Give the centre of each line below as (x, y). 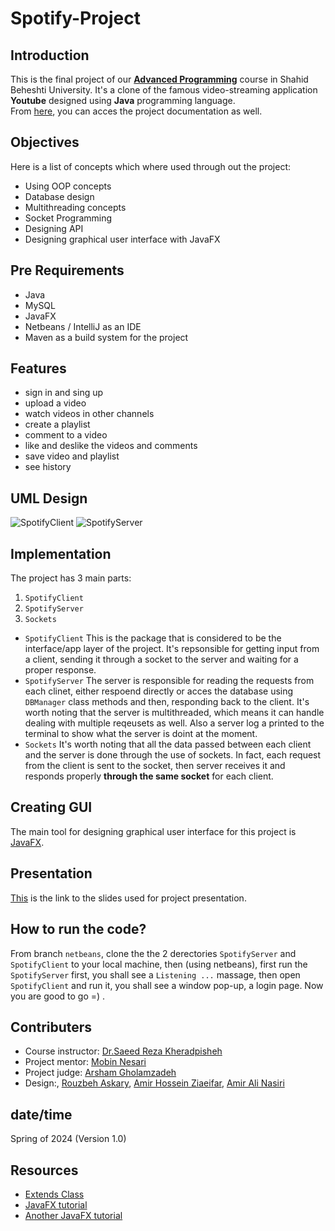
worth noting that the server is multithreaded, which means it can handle (174, 713)
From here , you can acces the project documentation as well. (136, 111)
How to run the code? (78, 929)
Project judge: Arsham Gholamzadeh (100, 1073)
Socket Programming (68, 218)
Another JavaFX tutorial (73, 1215)
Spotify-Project (76, 18)
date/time (41, 1114)
